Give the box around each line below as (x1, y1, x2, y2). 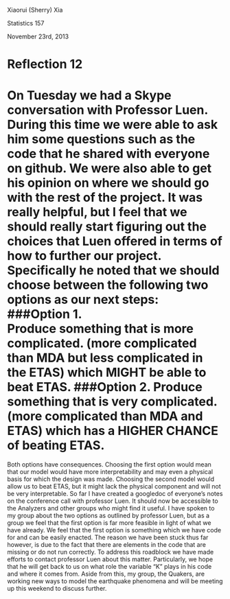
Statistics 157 (7, 19, 45, 27)
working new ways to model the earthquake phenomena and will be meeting (7, 577, 223, 585)
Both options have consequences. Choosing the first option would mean (7, 460, 211, 469)
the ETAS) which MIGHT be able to (7, 365, 207, 380)
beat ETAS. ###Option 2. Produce (7, 379, 203, 395)
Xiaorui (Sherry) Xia (7, 6, 63, 14)
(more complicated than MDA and (7, 408, 203, 424)
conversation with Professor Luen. (7, 102, 208, 118)
